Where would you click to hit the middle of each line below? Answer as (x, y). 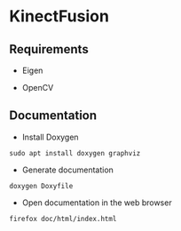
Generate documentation (67, 170)
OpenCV (38, 88)
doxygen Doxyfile (41, 186)
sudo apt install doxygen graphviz (75, 153)
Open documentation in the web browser (97, 203)
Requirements (49, 49)
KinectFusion (59, 16)
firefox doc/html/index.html (63, 219)
